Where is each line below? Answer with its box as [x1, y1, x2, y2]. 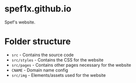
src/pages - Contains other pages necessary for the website [11, 62, 131, 68]
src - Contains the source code [11, 52, 74, 58]
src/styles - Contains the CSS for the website [11, 57, 104, 63]
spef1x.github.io [4, 3, 72, 14]
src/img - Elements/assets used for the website [11, 72, 106, 78]
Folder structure [4, 36, 71, 47]
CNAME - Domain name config [11, 67, 68, 73]
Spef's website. [4, 19, 36, 25]
